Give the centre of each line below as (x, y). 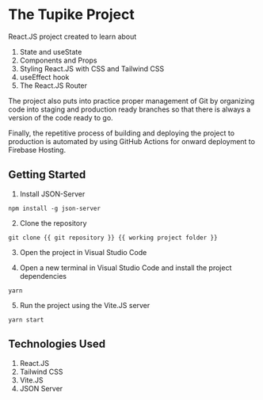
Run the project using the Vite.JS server (85, 305)
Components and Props (58, 60)
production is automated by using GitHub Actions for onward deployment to (132, 141)
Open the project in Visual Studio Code (83, 252)
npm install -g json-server (55, 208)
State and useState (51, 51)
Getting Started (47, 175)
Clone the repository (53, 223)
